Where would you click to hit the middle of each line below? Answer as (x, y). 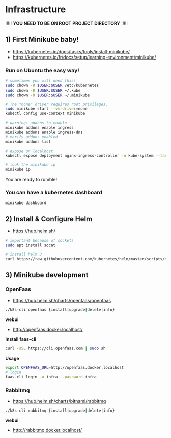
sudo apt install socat (31, 245)
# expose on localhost (29, 151)
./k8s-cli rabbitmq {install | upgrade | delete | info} (60, 411)
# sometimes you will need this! (41, 81)
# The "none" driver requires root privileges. (57, 104)
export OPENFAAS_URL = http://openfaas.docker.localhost (65, 367)
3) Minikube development (47, 275)
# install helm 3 (24, 254)
